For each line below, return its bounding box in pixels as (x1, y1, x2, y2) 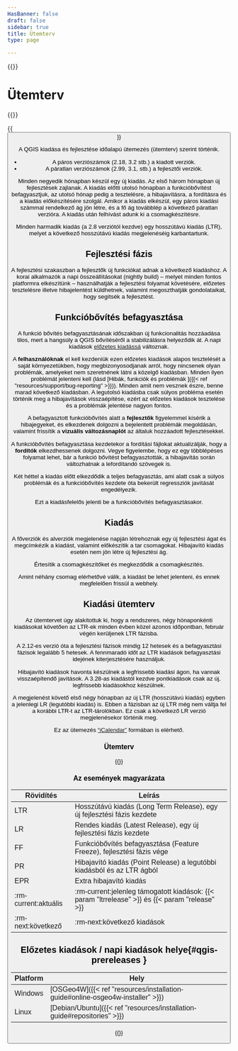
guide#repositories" (50, 1012, 111, 1021)
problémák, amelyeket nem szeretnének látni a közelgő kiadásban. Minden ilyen (14, 368, 224, 376)
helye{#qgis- (165, 944, 218, 955)
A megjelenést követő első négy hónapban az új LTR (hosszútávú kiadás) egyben (13, 694, 225, 702)
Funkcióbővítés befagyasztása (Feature (74, 839, 200, 848)
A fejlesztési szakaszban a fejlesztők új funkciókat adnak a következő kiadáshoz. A (11, 266, 227, 273)
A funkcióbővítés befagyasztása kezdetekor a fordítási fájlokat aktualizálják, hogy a (11, 440, 227, 448)
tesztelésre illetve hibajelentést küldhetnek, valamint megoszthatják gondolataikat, (11, 286, 227, 294)
